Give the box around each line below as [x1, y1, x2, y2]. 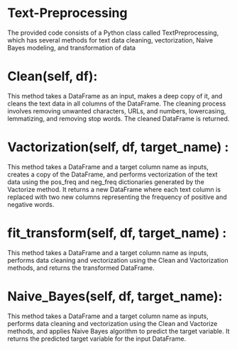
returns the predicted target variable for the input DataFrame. [7, 334, 187, 343]
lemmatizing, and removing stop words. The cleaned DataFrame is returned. [7, 114, 230, 123]
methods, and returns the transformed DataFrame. [7, 264, 155, 272]
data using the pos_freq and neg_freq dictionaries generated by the [7, 177, 204, 186]
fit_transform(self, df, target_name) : [7, 225, 227, 241]
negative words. [7, 200, 55, 208]
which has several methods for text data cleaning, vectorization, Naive [7, 35, 214, 44]
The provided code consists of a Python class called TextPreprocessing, [7, 28, 219, 37]
